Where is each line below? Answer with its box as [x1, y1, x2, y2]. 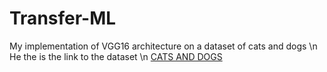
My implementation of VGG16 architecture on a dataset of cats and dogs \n [9, 40, 318, 52]
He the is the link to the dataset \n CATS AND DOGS [9, 50, 223, 62]
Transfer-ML [9, 7, 117, 30]
